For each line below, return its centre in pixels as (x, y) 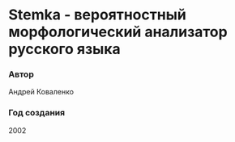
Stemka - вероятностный (97, 15)
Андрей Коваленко (41, 92)
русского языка (64, 49)
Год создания (37, 113)
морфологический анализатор (118, 32)
